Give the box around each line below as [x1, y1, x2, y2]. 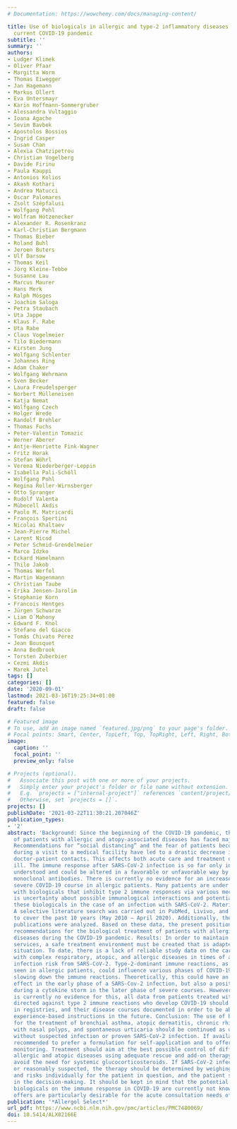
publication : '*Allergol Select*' [7, 1098, 109, 1105]
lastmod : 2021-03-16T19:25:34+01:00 [7, 692, 115, 699]
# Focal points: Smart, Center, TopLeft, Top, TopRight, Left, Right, [7, 731, 219, 738]
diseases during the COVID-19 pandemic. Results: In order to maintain [13, 934, 229, 941]
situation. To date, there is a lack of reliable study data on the [13, 947, 219, 955]
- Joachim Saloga [7, 298, 59, 306]
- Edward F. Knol [7, 620, 59, 627]
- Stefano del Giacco [7, 627, 71, 634]
